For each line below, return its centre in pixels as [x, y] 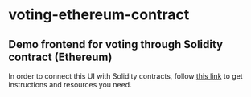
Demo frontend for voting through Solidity [116, 44]
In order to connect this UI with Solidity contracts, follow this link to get [125, 76]
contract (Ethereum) [60, 57]
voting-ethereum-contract [99, 15]
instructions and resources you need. [70, 85]
